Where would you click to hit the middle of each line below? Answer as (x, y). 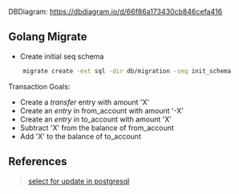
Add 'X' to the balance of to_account (81, 136)
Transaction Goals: (39, 86)
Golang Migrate (48, 37)
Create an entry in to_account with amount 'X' (96, 119)
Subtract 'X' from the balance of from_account (97, 127)
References (38, 161)
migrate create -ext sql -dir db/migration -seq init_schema (127, 71)
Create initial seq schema (62, 56)
